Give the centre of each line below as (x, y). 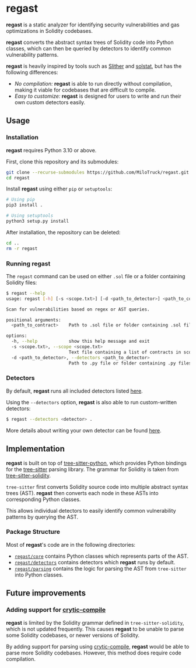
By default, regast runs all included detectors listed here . (74, 391)
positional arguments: (34, 320)
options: (17, 336)
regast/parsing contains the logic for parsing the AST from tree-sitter (100, 568)
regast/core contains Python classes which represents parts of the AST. (101, 556)
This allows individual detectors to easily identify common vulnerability (91, 510)
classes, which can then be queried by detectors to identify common (89, 48)
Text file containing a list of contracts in (125, 352)
